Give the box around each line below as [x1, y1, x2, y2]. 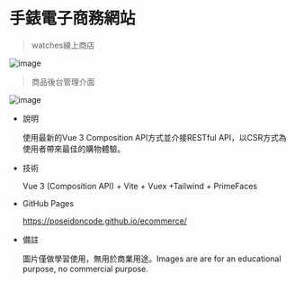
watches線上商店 [31, 40, 95, 50]
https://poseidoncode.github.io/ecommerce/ [22, 215, 187, 226]
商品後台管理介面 [31, 76, 95, 87]
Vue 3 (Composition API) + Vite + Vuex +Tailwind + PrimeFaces [22, 180, 258, 191]
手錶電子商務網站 [9, 8, 137, 29]
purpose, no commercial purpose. [22, 263, 148, 274]
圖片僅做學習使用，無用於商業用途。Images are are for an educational [22, 253, 282, 264]
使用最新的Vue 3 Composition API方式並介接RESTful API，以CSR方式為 [22, 132, 287, 142]
